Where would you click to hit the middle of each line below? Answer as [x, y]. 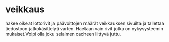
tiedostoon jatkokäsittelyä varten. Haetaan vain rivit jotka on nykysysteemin [84, 28]
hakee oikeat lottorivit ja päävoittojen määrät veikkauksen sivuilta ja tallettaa [85, 23]
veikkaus [25, 9]
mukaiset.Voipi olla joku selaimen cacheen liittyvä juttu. [63, 34]
